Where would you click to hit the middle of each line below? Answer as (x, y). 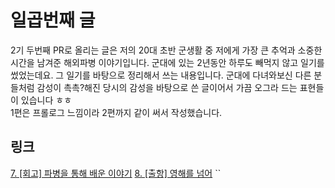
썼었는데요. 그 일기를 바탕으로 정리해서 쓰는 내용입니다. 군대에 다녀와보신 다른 (161, 75)
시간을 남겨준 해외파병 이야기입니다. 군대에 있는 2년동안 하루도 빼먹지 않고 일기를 (167, 62)
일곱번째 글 (53, 20)
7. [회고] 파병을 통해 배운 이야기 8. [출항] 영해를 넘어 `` (116, 173)
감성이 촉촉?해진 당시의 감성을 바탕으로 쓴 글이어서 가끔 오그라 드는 (167, 87)
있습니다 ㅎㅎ (46, 100)
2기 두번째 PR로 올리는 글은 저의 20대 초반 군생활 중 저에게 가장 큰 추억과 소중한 (166, 50)
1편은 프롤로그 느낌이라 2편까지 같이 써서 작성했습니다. (116, 112)
